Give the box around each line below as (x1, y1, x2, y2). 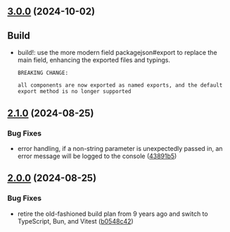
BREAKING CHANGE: (17, 70, 69, 77)
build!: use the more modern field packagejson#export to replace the (17, 49, 217, 57)
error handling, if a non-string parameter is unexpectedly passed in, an (17, 144, 223, 152)
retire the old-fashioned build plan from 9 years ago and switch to (17, 209, 209, 218)
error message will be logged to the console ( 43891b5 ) (17, 152, 177, 160)
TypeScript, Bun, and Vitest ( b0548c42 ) (17, 216, 134, 225)
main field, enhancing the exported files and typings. (17, 56, 171, 64)
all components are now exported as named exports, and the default (17, 82, 223, 89)
